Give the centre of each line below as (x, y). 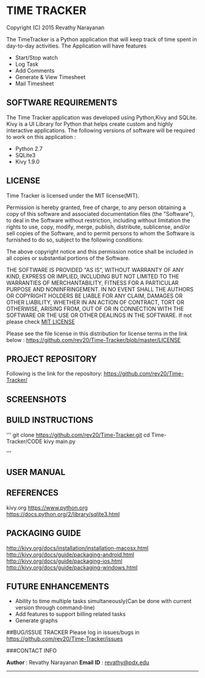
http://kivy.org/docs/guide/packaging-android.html (70, 554)
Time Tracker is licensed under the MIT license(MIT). (73, 195)
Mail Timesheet (34, 84)
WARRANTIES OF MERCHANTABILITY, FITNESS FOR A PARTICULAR (92, 283)
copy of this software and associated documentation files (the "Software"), (101, 213)
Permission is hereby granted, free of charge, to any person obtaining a (96, 207)
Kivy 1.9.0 (27, 162)
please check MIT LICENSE (41, 321)
